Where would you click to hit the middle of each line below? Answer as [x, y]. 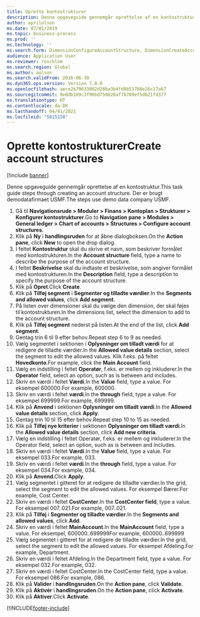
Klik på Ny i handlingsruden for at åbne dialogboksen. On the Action [99, 236]
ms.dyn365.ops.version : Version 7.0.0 [55, 84]
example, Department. [42, 552]
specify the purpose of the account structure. [71, 281]
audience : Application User [42, 56]
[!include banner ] [28, 176]
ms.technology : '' [29, 45]
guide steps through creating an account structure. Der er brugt [85, 193]
